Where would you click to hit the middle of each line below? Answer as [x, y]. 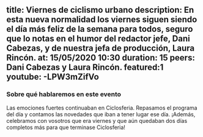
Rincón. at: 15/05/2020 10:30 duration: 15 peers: [101, 58]
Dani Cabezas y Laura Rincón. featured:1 [85, 68]
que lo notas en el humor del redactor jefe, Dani [98, 39]
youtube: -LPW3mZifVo [53, 77]
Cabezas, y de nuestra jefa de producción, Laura [101, 48]
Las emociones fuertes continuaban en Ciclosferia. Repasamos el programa [102, 108]
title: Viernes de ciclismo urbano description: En [100, 10]
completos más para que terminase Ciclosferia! [66, 127]
